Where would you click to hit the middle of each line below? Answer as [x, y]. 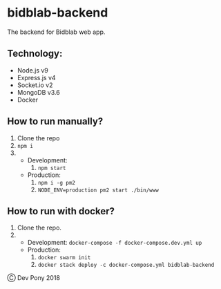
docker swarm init [64, 258]
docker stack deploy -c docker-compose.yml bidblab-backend [126, 265]
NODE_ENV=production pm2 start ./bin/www [98, 190]
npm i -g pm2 [57, 183]
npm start [52, 168]
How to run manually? [55, 121]
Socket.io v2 [35, 85]
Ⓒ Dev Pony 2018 [34, 278]
